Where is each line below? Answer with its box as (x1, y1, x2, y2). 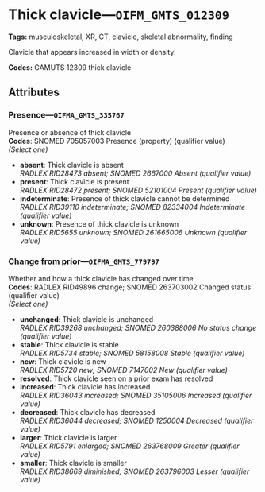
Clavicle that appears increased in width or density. (8, 47, 176, 56)
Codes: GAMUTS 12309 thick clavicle (8, 62, 132, 72)
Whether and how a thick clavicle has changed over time (8, 273, 194, 283)
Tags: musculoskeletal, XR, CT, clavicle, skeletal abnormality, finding (8, 32, 233, 41)
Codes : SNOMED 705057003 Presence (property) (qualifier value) (8, 136, 226, 145)
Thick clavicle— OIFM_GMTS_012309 (8, 6, 230, 24)
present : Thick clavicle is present (19, 176, 129, 186)
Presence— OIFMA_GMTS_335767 (8, 110, 125, 121)
